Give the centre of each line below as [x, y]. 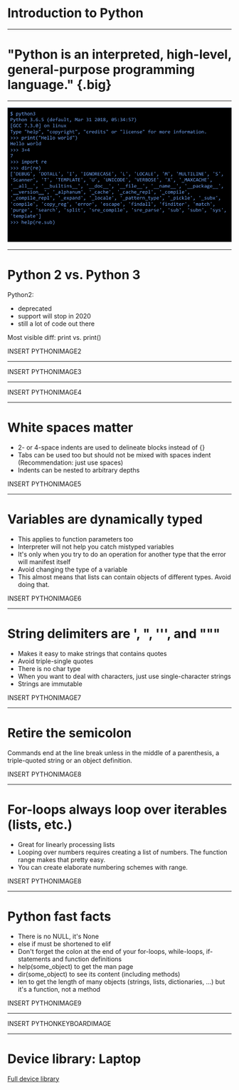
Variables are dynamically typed [105, 520]
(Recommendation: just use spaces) [70, 463]
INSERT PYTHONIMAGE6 [44, 598]
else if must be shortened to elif [64, 944]
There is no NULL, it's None [58, 936]
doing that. [33, 585]
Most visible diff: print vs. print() [54, 338]
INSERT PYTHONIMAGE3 [44, 372]
